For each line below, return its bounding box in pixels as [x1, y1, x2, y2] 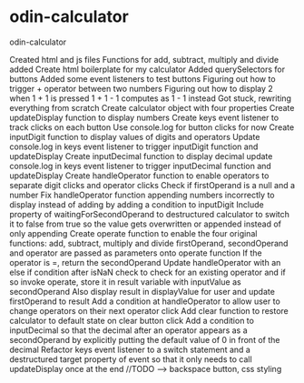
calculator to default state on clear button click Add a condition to [9, 315, 254, 326]
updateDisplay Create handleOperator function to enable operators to [9, 170, 270, 181]
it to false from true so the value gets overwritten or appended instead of [9, 218, 282, 229]
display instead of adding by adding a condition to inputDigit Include [9, 198, 265, 210]
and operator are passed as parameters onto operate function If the [9, 247, 262, 258]
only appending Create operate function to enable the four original [9, 227, 258, 238]
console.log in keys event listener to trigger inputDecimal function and [9, 160, 272, 171]
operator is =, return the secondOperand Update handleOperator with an [9, 257, 281, 267]
